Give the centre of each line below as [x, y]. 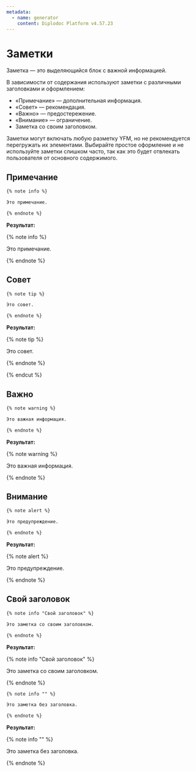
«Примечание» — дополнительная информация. [78, 101]
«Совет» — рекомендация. [50, 107]
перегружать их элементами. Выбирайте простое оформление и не [95, 145]
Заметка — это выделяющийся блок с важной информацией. [86, 70]
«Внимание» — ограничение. [53, 120]
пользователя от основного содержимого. [62, 158]
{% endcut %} [24, 375]
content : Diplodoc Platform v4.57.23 [65, 23]
